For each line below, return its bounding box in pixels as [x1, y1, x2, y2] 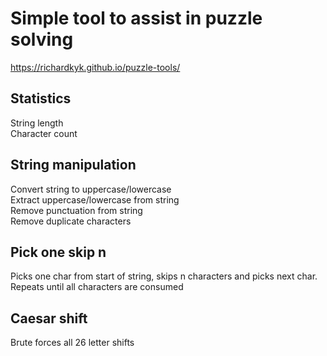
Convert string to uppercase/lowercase [10, 183, 172, 195]
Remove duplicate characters [10, 215, 132, 227]
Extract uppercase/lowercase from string [10, 193, 180, 206]
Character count [10, 127, 78, 139]
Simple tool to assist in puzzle [10, 7, 263, 30]
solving [10, 28, 74, 51]
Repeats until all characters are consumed [10, 281, 184, 293]
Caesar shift [10, 310, 88, 327]
